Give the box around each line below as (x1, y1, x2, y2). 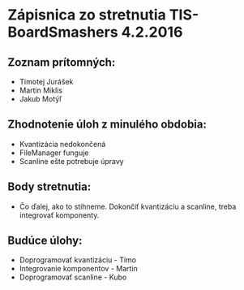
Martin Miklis (19, 85, 62, 95)
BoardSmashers (7, 23, 118, 41)
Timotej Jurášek (19, 77, 74, 86)
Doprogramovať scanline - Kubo (19, 272, 127, 282)
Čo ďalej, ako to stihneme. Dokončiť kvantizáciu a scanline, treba (19, 201, 237, 211)
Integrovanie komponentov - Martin (19, 264, 139, 274)
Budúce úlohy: (7, 234, 83, 248)
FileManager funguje (19, 148, 89, 158)
